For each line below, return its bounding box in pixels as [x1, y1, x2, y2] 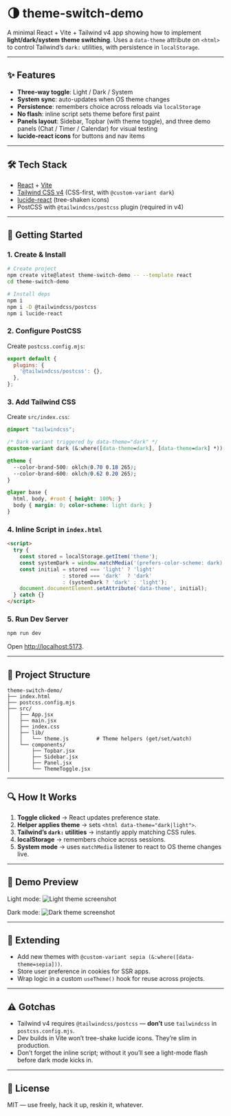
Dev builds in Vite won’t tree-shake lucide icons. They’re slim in [16, 1034, 197, 1042]
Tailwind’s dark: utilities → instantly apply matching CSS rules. [16, 828, 197, 836]
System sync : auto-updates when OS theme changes [16, 95, 170, 103]
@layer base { [7, 489, 48, 496]
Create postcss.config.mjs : [7, 342, 85, 350]
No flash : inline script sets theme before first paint [16, 110, 160, 118]
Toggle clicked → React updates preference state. [16, 813, 160, 822]
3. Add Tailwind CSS [7, 397, 76, 407]
